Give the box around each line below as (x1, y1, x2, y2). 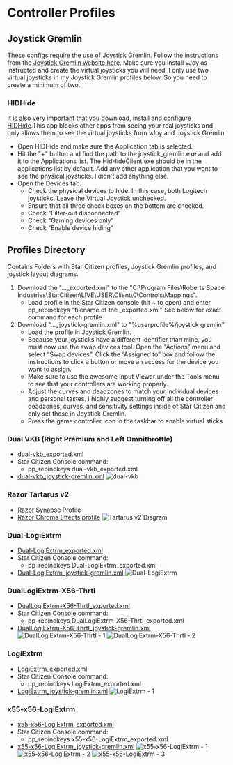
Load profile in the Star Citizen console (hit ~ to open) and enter (27, 298, 211, 307)
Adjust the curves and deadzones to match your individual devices (27, 387, 219, 395)
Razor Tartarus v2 (7, 490, 70, 499)
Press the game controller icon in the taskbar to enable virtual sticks (27, 417, 223, 425)
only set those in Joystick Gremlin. (27, 409, 127, 418)
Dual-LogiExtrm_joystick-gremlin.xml (17, 568, 124, 577)
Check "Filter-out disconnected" (27, 209, 121, 218)
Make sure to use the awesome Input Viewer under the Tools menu (27, 372, 220, 381)
